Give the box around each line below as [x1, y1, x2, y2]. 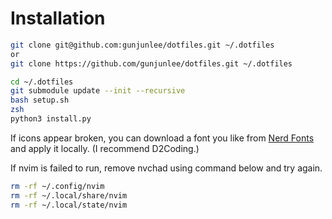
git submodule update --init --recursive [10, 86, 186, 96]
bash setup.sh [10, 95, 70, 106]
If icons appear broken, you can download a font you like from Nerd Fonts [10, 132, 315, 144]
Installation [10, 7, 106, 30]
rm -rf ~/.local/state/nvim [10, 200, 128, 210]
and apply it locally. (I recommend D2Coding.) [10, 142, 200, 154]
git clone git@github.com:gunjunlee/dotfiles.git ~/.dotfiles [10, 40, 275, 50]
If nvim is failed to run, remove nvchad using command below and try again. [10, 162, 323, 174]
